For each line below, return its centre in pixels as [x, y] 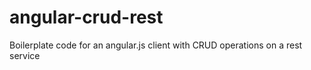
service [25, 55]
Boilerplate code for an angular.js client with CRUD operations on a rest [156, 45]
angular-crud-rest [86, 17]
